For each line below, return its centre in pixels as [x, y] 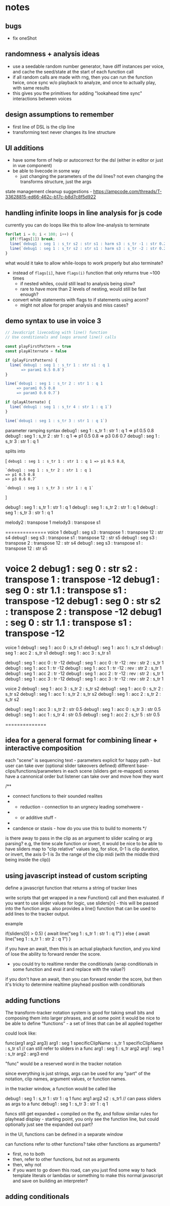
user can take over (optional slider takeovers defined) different [70, 766]
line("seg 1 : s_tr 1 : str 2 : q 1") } [38, 939]
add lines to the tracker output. [37, 914]
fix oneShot [25, 38]
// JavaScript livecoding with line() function [56, 333]
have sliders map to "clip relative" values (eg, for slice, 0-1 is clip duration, [82, 849]
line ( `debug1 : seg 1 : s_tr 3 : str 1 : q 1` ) [56, 421]
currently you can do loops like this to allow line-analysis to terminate [77, 225]
